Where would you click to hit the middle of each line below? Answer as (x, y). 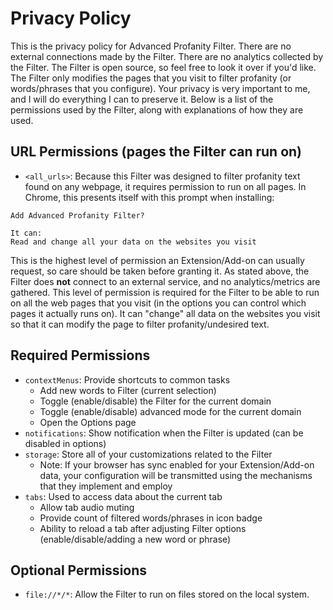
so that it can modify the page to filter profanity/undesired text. (140, 324)
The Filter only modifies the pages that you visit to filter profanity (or (151, 78)
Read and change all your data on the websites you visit (133, 242)
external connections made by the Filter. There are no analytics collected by (167, 56)
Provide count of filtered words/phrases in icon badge (151, 518)
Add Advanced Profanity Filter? (77, 215)
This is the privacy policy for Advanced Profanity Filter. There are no (151, 46)
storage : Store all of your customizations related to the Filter (148, 454)
